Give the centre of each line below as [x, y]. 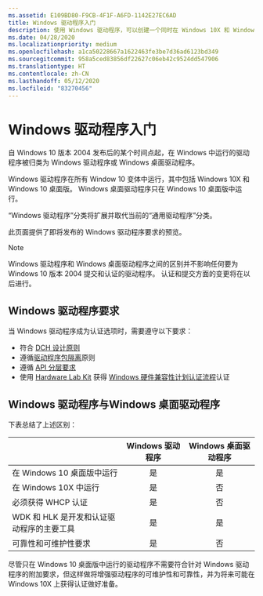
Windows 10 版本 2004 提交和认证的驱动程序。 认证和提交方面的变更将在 [126, 274]
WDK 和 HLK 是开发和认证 [60, 517]
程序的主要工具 [48, 529]
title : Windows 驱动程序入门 [52, 23]
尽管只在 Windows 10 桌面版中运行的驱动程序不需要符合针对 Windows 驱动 [129, 564]
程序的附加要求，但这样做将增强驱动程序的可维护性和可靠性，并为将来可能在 [131, 574]
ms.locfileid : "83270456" [50, 88]
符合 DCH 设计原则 [50, 348]
